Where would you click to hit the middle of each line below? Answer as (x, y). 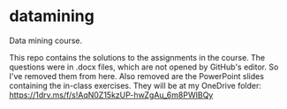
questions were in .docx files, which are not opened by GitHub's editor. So (144, 67)
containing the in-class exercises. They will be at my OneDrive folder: (136, 85)
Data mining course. (46, 40)
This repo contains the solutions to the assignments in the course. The (137, 57)
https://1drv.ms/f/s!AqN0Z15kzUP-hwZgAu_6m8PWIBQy (111, 95)
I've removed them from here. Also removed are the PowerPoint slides (137, 76)
